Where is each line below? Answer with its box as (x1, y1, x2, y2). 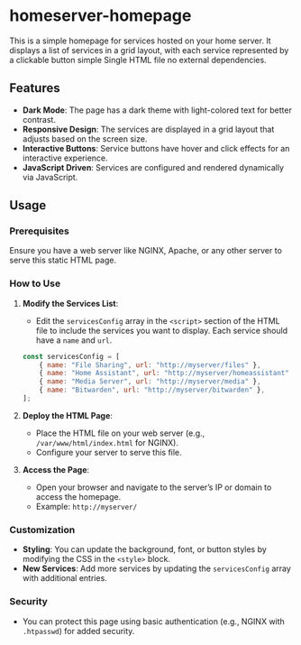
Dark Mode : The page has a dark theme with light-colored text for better (22, 105, 293, 115)
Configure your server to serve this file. (35, 447, 182, 457)
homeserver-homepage (9, 5, 192, 26)
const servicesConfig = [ (22, 352, 120, 361)
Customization (9, 523, 76, 536)
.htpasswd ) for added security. (22, 625, 135, 636)
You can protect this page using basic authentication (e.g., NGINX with (22, 615, 286, 627)
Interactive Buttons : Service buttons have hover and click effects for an (22, 143, 290, 153)
